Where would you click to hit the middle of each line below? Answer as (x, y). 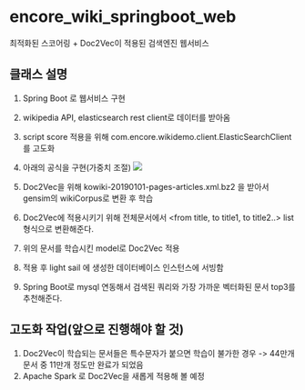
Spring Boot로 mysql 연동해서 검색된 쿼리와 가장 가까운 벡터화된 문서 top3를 (159, 286)
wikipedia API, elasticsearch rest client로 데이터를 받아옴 (126, 117)
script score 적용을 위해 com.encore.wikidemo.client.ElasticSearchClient (157, 136)
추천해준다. (42, 298)
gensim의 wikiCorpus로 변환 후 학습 (88, 198)
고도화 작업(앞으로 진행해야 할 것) (97, 330)
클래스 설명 (39, 75)
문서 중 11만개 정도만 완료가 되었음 (83, 365)
